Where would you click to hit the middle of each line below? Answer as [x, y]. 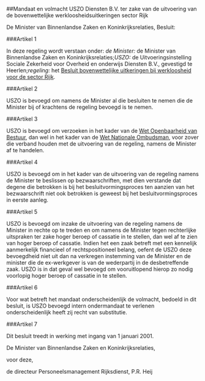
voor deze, [20, 360]
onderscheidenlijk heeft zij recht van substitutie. [67, 312]
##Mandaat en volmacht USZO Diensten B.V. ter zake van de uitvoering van [102, 9]
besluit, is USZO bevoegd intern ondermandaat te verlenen [80, 306]
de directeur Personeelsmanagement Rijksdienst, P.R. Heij [80, 372]
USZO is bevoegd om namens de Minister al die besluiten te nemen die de [99, 101]
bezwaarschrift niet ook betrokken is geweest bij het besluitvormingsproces [102, 193]
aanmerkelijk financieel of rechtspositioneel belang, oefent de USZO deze [99, 250]
